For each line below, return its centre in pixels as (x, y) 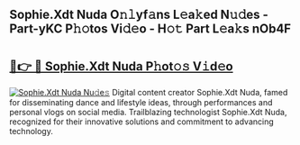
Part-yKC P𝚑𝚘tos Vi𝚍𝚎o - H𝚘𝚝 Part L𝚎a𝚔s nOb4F (150, 29)
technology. (32, 131)
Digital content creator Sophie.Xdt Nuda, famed (200, 92)
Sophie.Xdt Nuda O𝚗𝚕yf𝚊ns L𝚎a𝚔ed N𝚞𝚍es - (139, 15)
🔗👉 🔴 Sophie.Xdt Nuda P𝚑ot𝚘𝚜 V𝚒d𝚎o (121, 66)
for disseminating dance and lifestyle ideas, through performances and (141, 102)
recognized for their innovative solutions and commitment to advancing (142, 122)
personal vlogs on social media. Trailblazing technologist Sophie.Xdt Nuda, (148, 112)
